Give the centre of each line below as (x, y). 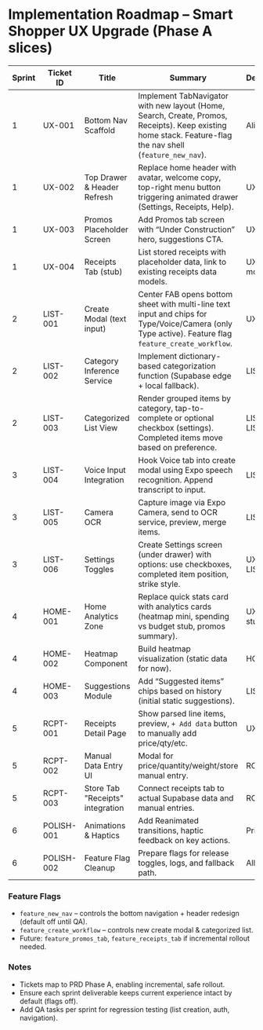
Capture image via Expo (182, 502)
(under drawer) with (175, 554)
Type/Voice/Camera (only (186, 324)
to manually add (168, 733)
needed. (33, 947)
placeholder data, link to (182, 262)
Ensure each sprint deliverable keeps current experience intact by (126, 992)
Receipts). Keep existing (182, 125)
